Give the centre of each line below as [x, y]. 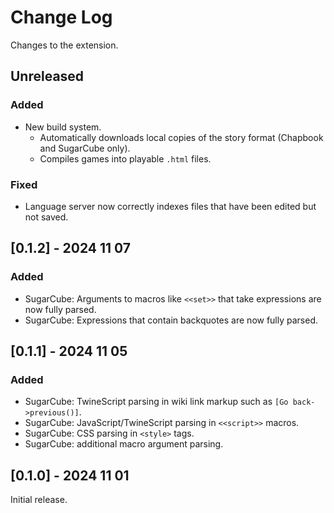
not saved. [46, 217]
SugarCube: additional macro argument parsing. [124, 444]
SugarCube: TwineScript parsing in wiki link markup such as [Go [156, 402]
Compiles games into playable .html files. [125, 158]
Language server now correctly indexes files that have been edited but [170, 206]
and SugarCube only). [85, 148]
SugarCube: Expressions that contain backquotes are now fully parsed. [171, 320]
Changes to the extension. [64, 45]
